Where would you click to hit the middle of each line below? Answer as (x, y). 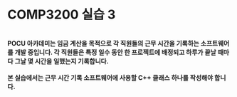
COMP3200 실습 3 (62, 15)
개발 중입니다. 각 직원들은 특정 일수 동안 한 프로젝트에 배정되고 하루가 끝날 (116, 52)
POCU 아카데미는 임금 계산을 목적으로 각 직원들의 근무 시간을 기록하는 (103, 43)
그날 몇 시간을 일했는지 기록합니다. (62, 61)
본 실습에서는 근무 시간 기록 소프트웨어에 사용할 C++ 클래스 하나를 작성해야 (110, 77)
